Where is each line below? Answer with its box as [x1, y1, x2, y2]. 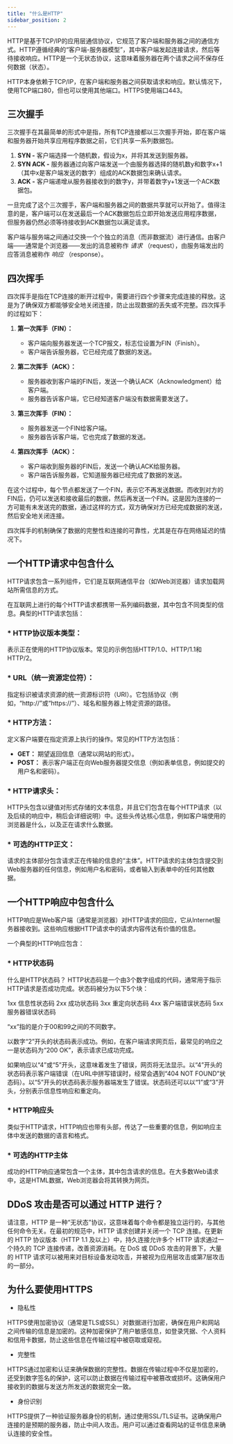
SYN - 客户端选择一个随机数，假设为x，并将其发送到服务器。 [17, 151, 192, 160]
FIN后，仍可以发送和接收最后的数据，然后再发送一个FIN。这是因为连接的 [7, 494, 216, 503]
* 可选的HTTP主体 [7, 1150, 68, 1160]
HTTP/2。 [7, 654, 36, 663]
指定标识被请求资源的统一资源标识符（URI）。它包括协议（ [7, 690, 173, 698]
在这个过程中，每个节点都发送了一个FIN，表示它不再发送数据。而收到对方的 [7, 486, 224, 494]
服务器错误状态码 [7, 1008, 56, 1016]
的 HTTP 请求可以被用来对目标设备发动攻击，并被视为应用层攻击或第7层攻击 [7, 1252, 225, 1261]
